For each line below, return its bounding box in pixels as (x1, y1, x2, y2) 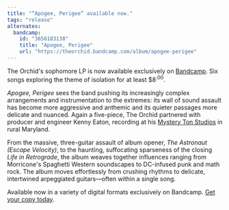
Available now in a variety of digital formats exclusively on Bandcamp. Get (7, 187, 215, 196)
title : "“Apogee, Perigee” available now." (7, 10, 133, 17)
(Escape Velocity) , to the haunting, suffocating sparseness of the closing (7, 145, 213, 154)
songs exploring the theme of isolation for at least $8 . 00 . (7, 74, 165, 83)
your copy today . (7, 195, 55, 203)
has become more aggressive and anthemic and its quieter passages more (7, 103, 217, 111)
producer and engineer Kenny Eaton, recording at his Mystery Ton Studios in (7, 118, 223, 126)
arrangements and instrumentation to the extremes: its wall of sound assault (7, 96, 222, 104)
